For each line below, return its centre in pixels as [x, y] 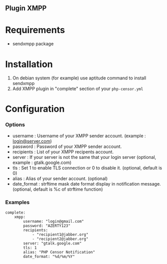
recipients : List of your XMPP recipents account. [63, 152]
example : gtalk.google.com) [42, 162]
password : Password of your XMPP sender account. [67, 146]
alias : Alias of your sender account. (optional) [60, 179]
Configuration [35, 109]
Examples [18, 202]
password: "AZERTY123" [47, 226]
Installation [29, 64]
